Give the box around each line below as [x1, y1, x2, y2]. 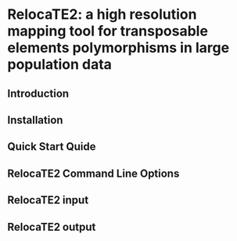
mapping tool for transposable [7, 22, 209, 40]
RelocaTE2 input [7, 194, 89, 207]
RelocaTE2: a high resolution [7, 5, 197, 24]
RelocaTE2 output [7, 220, 96, 233]
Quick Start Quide [7, 140, 96, 154]
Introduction [7, 86, 70, 100]
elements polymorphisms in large [7, 39, 230, 57]
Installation [7, 113, 63, 126]
